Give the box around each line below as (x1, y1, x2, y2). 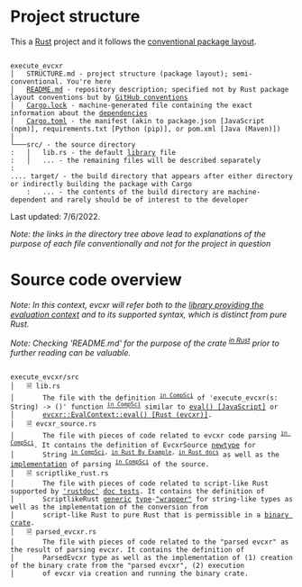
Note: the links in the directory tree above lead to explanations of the (10, 228, 267, 239)
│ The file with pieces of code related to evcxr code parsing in (10, 429, 288, 440)
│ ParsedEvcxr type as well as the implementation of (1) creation (10, 554, 294, 563)
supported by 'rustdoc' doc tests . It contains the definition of (10, 487, 265, 496)
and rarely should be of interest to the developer (50, 195, 249, 204)
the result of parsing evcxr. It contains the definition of (10, 546, 245, 555)
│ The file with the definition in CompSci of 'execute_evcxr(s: (10, 392, 279, 402)
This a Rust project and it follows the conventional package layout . (10, 36, 257, 47)
